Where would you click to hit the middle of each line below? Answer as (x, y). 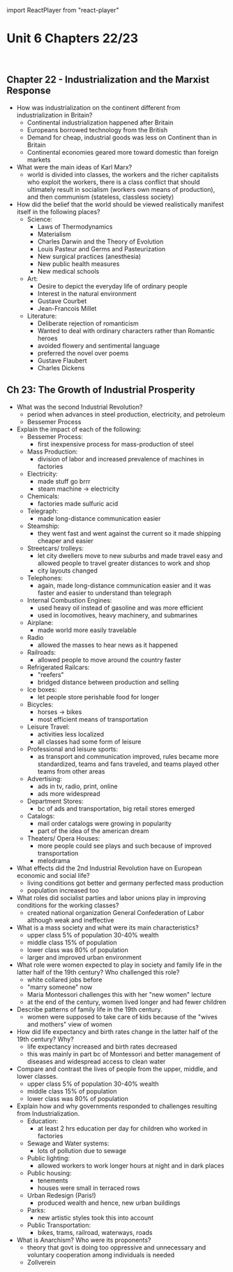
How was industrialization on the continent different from (98, 107)
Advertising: (44, 778)
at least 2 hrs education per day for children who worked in (122, 1128)
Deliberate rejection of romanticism (88, 323)
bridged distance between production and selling (108, 682)
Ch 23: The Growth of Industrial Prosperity (101, 390)
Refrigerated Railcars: (58, 667)
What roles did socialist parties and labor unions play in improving (111, 897)
